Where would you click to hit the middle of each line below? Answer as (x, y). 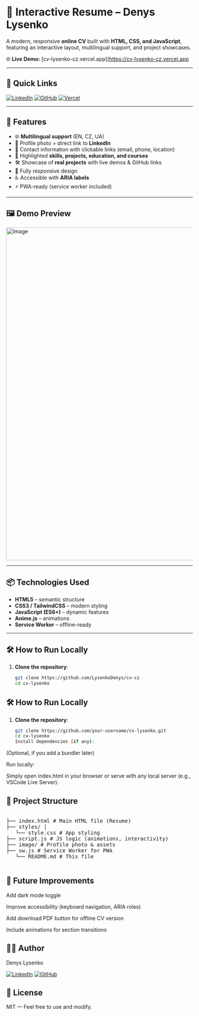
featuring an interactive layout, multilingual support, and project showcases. (99, 47)
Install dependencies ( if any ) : (54, 742)
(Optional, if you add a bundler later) (50, 753)
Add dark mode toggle (33, 895)
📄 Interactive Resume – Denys (81, 12)
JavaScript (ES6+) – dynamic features (62, 612)
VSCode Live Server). (33, 782)
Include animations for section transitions (57, 929)
